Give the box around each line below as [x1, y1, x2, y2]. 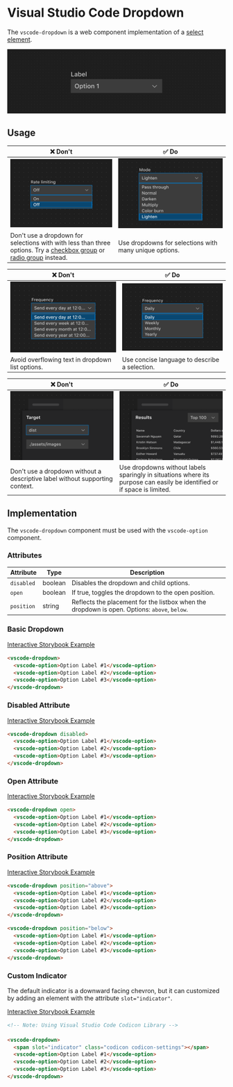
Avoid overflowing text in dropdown [10, 355, 112, 363]
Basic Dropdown [7, 624, 64, 634]
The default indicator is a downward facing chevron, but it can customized [7, 986, 220, 995]
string [42, 601, 60, 610]
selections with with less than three [10, 238, 111, 247]
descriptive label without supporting [10, 474, 113, 482]
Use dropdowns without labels [119, 464, 206, 472]
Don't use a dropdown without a [10, 467, 102, 475]
